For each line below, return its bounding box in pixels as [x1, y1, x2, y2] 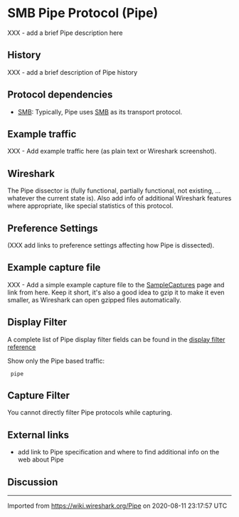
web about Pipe [17, 455, 64, 464]
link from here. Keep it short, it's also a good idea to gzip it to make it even [7, 288, 225, 297]
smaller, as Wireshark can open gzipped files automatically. [7, 295, 181, 304]
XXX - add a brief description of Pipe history [7, 68, 138, 76]
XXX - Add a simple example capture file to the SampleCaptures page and [7, 280, 225, 289]
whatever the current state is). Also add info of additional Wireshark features [7, 194, 232, 203]
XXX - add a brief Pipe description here [7, 28, 123, 37]
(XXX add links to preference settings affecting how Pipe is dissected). [7, 241, 215, 250]
